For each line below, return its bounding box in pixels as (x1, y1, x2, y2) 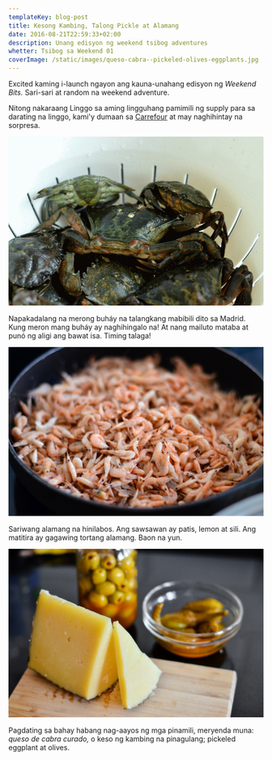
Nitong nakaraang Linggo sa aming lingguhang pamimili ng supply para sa (8, 104, 256, 113)
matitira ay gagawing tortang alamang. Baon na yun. (8, 533, 182, 542)
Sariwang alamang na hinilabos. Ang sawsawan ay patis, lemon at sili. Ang (8, 524, 257, 533)
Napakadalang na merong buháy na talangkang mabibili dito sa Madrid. (8, 313, 246, 323)
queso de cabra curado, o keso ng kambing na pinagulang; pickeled (8, 734, 236, 744)
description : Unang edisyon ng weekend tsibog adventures (8, 39, 208, 47)
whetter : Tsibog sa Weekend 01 (8, 47, 114, 56)
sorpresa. (8, 121, 40, 129)
